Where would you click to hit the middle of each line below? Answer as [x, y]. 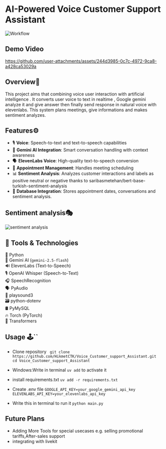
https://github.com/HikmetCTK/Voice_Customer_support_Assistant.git [84, 356]
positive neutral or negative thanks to [50, 181]
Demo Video [24, 49]
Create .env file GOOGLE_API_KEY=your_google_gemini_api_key [74, 389]
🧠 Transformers [21, 321]
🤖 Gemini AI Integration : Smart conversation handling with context [80, 150]
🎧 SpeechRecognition [28, 281]
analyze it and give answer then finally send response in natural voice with [81, 104]
